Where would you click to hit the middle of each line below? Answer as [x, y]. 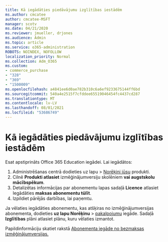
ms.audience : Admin [26, 38]
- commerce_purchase [27, 71]
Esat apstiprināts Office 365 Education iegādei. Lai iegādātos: [69, 162]
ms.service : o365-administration [40, 47]
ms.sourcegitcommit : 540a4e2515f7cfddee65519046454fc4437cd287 [73, 94]
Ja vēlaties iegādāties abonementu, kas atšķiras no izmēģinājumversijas [79, 208]
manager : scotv [21, 24]
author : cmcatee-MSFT [28, 19]
